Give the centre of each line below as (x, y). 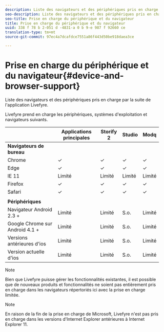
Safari (14, 192)
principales (77, 137)
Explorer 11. (17, 324)
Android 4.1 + (23, 229)
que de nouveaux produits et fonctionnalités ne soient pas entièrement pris (81, 285)
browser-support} (43, 86)
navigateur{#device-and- (71, 76)
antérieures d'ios (27, 243)
